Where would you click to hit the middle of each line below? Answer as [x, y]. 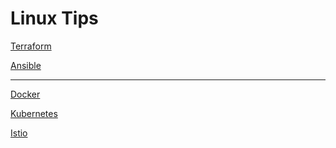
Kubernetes [34, 113]
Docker [25, 94]
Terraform [31, 46]
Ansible [26, 65]
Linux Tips [54, 18]
